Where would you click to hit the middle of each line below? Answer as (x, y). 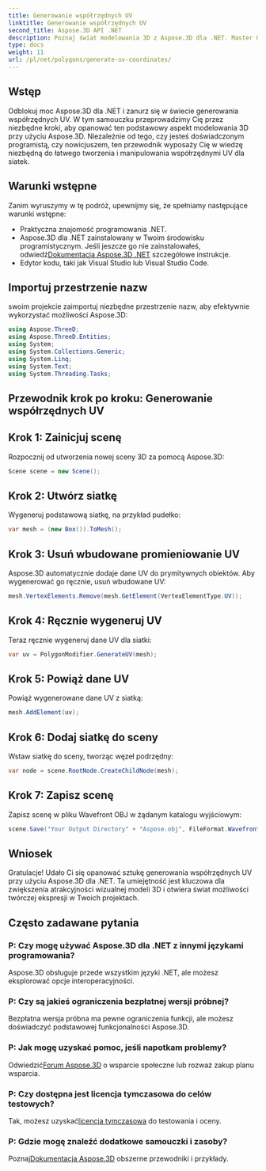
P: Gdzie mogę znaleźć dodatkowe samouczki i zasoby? (118, 1141)
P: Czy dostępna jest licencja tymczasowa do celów (110, 1093)
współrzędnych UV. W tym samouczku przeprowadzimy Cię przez (116, 119)
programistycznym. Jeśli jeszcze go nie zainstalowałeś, (110, 245)
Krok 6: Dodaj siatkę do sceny (83, 737)
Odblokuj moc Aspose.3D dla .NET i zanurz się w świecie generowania (123, 111)
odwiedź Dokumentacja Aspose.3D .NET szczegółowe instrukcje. (125, 254)
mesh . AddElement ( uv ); (44, 713)
